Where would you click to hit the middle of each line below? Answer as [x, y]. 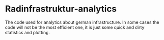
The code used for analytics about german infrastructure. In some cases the [82, 22]
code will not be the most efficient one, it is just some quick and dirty [75, 27]
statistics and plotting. [27, 32]
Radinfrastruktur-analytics [61, 9]
